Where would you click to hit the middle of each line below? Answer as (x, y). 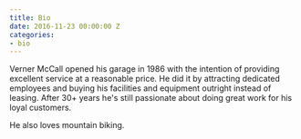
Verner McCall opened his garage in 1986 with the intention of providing (145, 69)
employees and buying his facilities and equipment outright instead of (140, 88)
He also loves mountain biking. (67, 125)
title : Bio (30, 18)
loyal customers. (41, 108)
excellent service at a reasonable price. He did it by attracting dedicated (145, 79)
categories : (32, 35)
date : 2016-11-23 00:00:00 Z (65, 26)
